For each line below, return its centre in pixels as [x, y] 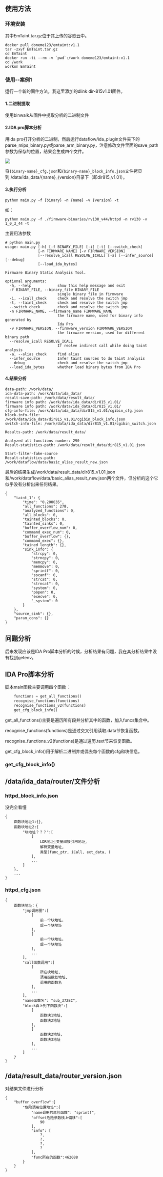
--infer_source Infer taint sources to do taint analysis [77, 358]
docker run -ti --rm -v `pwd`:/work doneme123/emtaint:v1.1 [68, 58]
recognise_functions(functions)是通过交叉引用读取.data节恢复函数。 [74, 730]
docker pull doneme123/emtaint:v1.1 [42, 45]
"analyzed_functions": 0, [49, 510]
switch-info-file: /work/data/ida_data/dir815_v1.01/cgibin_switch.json [81, 424]
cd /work [14, 62]
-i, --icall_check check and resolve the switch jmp [69, 298]
